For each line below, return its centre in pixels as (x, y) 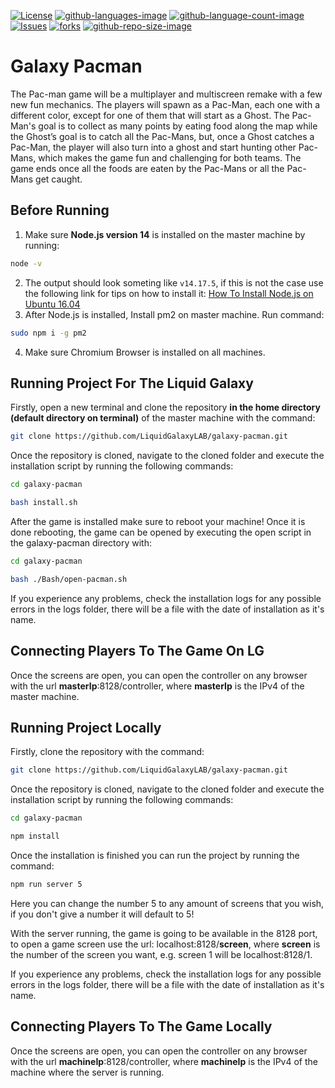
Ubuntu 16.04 (52, 304)
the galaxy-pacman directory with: (81, 542)
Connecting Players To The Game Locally (141, 1026)
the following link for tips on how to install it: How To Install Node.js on (169, 293)
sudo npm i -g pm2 (48, 333)
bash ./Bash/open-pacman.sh (69, 579)
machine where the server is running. (87, 1072)
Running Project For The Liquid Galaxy (132, 383)
